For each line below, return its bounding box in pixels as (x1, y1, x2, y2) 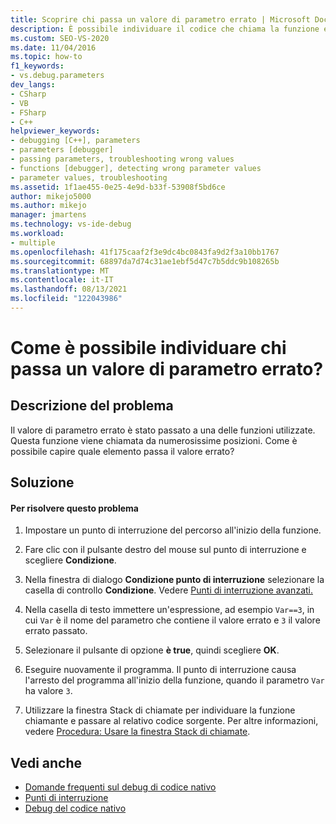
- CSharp (10, 89, 47, 99)
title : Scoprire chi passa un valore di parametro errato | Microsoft (10, 14, 311, 25)
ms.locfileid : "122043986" (10, 294, 123, 304)
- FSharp (10, 107, 47, 118)
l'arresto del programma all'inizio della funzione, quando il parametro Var (24, 674, 325, 686)
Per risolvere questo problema (10, 502, 139, 514)
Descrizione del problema (10, 397, 174, 415)
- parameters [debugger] (10, 145, 114, 155)
